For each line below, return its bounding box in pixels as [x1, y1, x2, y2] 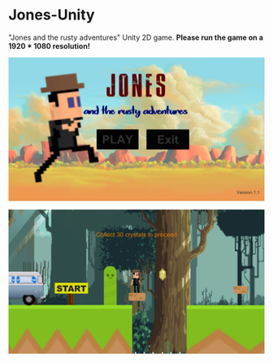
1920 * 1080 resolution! [8, 41, 91, 50]
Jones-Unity [8, 6, 95, 24]
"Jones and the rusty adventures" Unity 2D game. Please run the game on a [8, 32, 264, 42]
